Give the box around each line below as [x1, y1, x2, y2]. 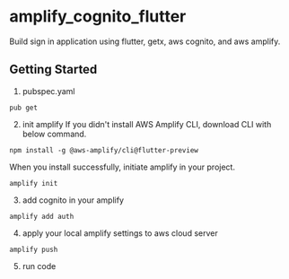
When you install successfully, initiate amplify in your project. [9, 161, 236, 172]
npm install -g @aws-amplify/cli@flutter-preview [9, 145, 199, 154]
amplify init [9, 179, 58, 187]
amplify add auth [9, 212, 74, 221]
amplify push [9, 245, 58, 254]
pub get [9, 103, 39, 112]
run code [22, 260, 57, 271]
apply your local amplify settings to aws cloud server [22, 227, 218, 239]
